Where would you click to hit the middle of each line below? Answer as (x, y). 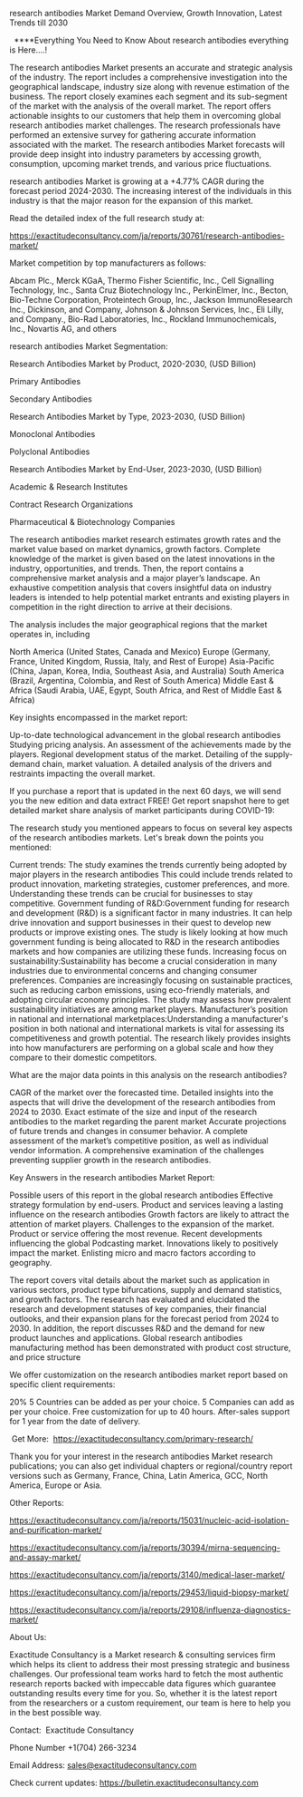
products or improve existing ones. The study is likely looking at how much (148, 932)
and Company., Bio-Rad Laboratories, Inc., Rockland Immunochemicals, (143, 319)
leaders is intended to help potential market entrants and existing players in (149, 597)
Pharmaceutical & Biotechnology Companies (92, 522)
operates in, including (50, 634)
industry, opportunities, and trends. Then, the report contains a (127, 568)
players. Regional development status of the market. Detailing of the (136, 754)
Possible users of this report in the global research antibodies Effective (142, 1195)
